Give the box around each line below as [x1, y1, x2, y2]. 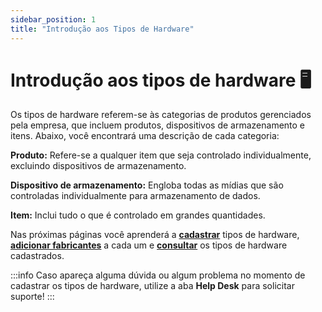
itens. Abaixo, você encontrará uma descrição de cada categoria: [10, 130, 280, 142]
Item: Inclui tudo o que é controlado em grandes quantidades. [10, 209, 266, 221]
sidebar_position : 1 [10, 14, 97, 25]
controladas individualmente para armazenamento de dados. [10, 190, 261, 202]
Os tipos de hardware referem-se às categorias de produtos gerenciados [10, 109, 312, 121]
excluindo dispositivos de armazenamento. [10, 160, 187, 172]
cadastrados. [10, 250, 65, 262]
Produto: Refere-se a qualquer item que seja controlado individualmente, [10, 149, 312, 161]
